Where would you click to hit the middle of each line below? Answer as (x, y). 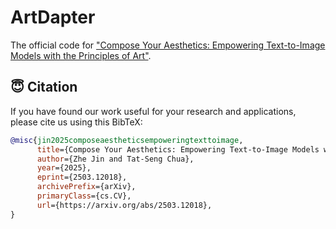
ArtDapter (53, 17)
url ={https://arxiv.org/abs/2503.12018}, (124, 205)
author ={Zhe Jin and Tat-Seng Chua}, (115, 159)
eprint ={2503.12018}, (82, 177)
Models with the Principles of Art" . (81, 55)
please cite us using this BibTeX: (76, 122)
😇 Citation (44, 87)
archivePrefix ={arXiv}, (86, 187)
